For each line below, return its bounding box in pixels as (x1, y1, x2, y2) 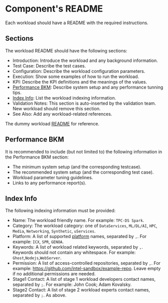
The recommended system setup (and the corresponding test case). (12, 169, 154, 175)
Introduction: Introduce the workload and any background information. (12, 57, 158, 63)
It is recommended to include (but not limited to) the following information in (5, 148, 162, 155)
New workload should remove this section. (12, 105, 101, 111)
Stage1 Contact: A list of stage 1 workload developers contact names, (12, 276, 156, 282)
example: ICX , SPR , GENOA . (12, 239, 64, 245)
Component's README (5, 3, 103, 15)
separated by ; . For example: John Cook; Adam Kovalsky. (12, 281, 132, 287)
